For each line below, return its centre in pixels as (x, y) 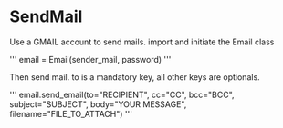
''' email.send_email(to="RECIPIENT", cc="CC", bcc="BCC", (122, 94)
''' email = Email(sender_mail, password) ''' (90, 59)
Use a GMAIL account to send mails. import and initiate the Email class (142, 42)
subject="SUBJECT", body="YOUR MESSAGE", (98, 104)
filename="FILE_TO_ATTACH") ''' (71, 113)
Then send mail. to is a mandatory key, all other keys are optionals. (135, 77)
